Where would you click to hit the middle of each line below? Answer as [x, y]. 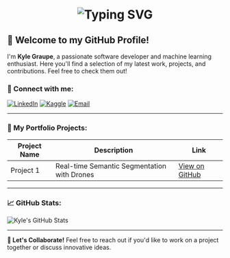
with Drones [75, 174]
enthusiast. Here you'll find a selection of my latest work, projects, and [106, 64]
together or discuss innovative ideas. [59, 247]
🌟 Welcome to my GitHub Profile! [78, 40]
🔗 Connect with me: [40, 89]
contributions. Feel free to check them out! [67, 71]
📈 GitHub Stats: [34, 202]
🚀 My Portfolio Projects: [47, 128]
